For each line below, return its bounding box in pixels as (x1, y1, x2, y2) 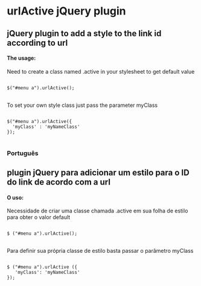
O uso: (7, 194, 24, 201)
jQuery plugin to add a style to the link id (7, 28, 162, 39)
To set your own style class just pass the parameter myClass (7, 101, 158, 109)
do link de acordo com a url (7, 177, 111, 188)
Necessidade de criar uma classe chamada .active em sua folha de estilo (7, 207, 188, 215)
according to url (7, 37, 68, 48)
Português (7, 149, 39, 157)
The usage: (7, 54, 36, 62)
